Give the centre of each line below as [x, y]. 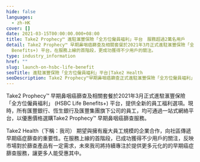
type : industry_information [41, 56]
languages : [20, 17]
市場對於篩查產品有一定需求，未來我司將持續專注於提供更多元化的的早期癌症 [100, 146]
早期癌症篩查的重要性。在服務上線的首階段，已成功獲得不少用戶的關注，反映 [100, 138]
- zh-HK [21, 23]
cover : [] [18, 28]
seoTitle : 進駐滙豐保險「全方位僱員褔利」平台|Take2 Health [74, 73]
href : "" [17, 61]
